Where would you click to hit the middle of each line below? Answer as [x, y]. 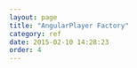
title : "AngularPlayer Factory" [69, 26]
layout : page [33, 17]
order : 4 [25, 50]
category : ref [36, 34]
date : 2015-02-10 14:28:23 [59, 42]
